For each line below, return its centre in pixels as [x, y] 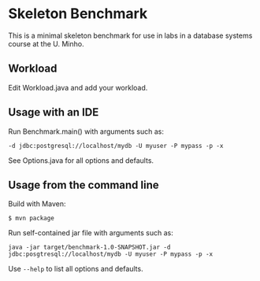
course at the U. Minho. [46, 43]
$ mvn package [32, 218]
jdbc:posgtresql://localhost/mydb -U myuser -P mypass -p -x [111, 254]
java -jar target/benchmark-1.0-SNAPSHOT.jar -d [89, 248]
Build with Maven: [37, 204]
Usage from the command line [84, 185]
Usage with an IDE [54, 112]
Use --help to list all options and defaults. [76, 269]
